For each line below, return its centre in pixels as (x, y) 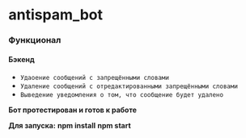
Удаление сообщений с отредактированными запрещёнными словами (129, 86)
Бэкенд (21, 59)
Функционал (35, 40)
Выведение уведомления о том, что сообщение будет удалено (122, 95)
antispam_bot (56, 15)
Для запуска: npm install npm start (70, 126)
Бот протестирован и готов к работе (73, 110)
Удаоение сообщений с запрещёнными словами (95, 78)
